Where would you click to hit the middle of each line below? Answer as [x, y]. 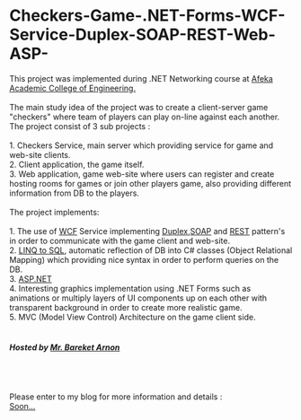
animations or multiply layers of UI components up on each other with [138, 298]
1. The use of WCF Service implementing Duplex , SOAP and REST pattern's [147, 231]
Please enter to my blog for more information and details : [116, 397]
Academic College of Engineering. [73, 88]
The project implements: [54, 212]
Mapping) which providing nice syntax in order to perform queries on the [144, 259]
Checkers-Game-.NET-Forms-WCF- [147, 16]
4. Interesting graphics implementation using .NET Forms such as [130, 288]
